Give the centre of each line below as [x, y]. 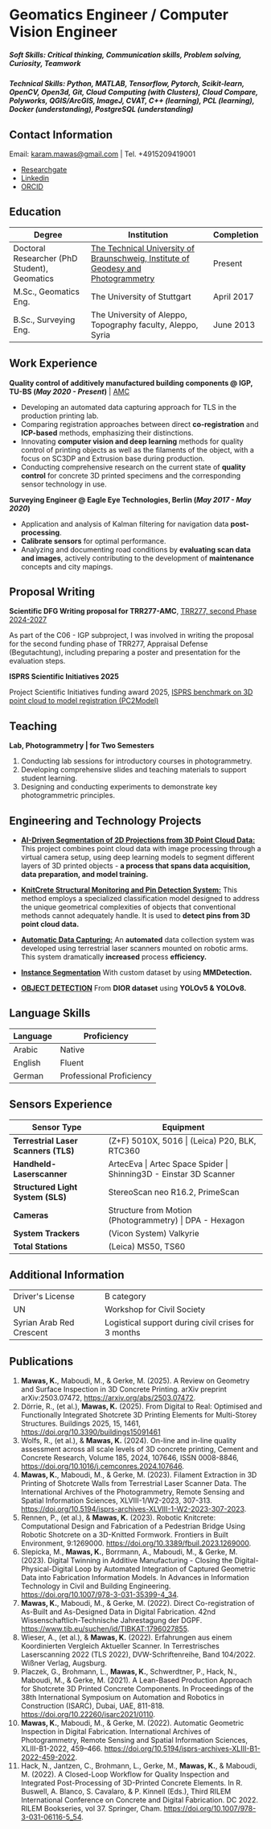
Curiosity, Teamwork [45, 63]
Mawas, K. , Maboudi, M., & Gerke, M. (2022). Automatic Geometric [132, 1723]
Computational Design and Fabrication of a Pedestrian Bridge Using [133, 1526]
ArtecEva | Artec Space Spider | [168, 1164]
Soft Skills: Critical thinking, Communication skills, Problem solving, [125, 55]
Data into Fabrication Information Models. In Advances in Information [135, 1578]
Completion [236, 234]
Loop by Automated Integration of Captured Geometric [165, 1569]
